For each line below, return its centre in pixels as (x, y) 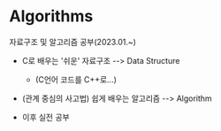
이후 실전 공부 (46, 117)
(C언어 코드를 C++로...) (76, 79)
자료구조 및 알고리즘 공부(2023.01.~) (73, 42)
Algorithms (51, 16)
